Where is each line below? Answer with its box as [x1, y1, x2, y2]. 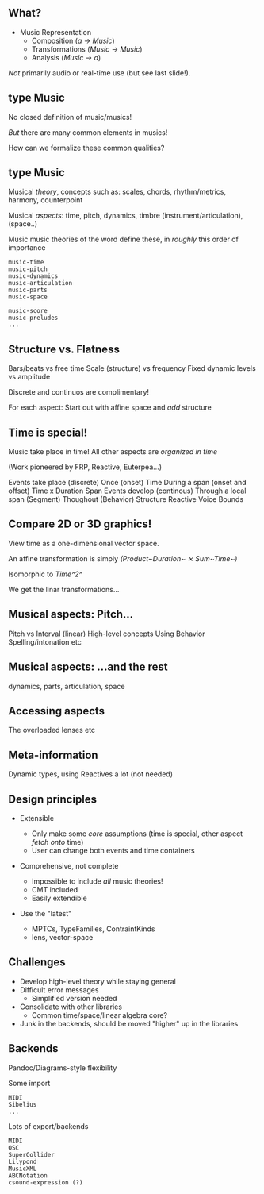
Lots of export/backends [8, 1121, 89, 1130]
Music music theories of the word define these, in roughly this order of [8, 234, 239, 245]
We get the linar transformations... [8, 584, 120, 594]
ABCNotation [8, 1171, 48, 1180]
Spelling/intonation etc [8, 637, 82, 646]
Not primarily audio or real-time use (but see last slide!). [8, 67, 191, 78]
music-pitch [8, 265, 48, 273]
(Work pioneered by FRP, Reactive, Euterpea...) [8, 462, 163, 472]
